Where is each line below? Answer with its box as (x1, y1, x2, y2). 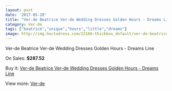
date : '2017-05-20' (5, 12, 47, 17)
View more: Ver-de (5, 80, 45, 86)
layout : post (5, 7, 33, 13)
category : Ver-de (5, 21, 42, 27)
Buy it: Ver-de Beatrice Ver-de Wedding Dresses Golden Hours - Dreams (5, 65, 159, 71)
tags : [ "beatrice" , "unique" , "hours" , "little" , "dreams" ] (5, 27, 127, 32)
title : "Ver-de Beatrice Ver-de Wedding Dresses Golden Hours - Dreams (5, 17, 161, 22)
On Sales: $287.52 (5, 55, 45, 61)
